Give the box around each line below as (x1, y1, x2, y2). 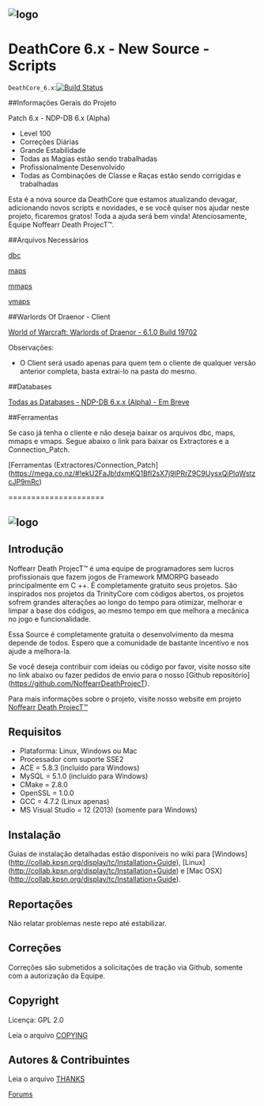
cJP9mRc (8, 477, 40, 487)
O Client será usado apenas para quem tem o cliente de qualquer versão (19, 358, 256, 368)
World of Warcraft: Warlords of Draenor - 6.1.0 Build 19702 (8, 327, 198, 337)
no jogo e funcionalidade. (8, 614, 92, 623)
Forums (8, 1089, 33, 1099)
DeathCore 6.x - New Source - (8, 40, 210, 58)
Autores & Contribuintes (8, 1053, 130, 1066)
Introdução (8, 542, 64, 556)
